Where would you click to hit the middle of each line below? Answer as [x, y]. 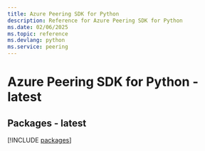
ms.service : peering [38, 47]
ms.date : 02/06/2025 [38, 27]
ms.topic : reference [38, 34]
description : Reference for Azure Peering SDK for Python [95, 21]
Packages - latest [47, 123]
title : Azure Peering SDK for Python [63, 14]
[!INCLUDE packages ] [40, 140]
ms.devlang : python [36, 40]
